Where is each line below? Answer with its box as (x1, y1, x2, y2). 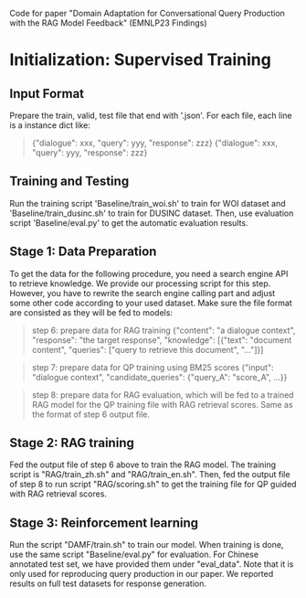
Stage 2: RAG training (9, 435, 134, 451)
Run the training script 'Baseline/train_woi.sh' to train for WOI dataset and (9, 198, 286, 208)
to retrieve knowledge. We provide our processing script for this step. (9, 278, 271, 289)
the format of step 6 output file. (31, 409, 151, 420)
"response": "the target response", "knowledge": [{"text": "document (31, 334, 292, 346)
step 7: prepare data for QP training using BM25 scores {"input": (31, 361, 274, 373)
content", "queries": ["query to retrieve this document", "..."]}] (31, 344, 264, 355)
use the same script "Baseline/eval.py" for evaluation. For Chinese (9, 549, 259, 561)
